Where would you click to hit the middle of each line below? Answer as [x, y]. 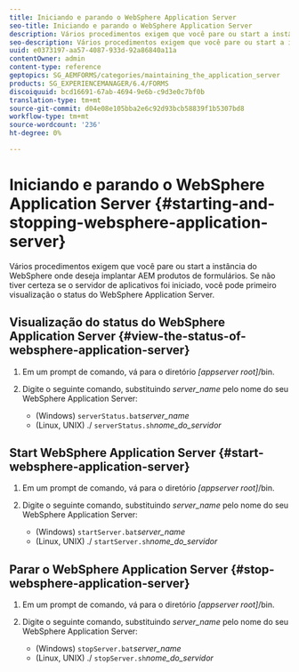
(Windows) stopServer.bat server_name [108, 649]
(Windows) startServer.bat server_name [110, 532]
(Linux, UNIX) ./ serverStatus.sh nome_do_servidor [129, 425]
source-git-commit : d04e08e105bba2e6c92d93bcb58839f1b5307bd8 [127, 108]
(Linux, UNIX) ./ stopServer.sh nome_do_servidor [124, 658]
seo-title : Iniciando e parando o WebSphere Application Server [131, 26]
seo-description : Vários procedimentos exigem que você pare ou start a [147, 42]
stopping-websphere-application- [139, 223]
